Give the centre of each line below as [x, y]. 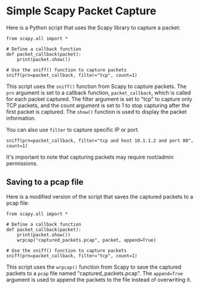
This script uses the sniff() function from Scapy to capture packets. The [97, 86]
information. [21, 118]
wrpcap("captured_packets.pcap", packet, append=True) [87, 240]
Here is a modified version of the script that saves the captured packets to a [100, 196]
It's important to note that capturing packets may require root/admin [90, 157]
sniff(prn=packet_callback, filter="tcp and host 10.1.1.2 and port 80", [100, 141]
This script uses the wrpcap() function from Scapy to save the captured [94, 267]
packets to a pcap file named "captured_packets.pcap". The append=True [95, 273]
